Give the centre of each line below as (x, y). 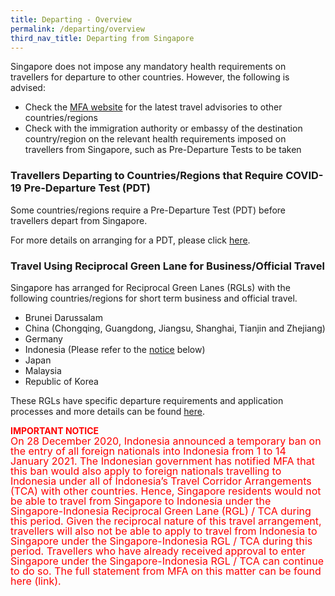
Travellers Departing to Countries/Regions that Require (147, 176)
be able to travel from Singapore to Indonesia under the (141, 501)
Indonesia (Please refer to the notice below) (115, 349)
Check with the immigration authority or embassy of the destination (163, 128)
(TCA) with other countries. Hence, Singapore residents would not (166, 491)
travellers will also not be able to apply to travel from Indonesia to (164, 531)
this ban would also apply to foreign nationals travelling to (146, 471)
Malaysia (43, 370)
